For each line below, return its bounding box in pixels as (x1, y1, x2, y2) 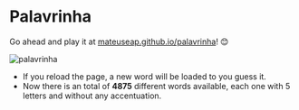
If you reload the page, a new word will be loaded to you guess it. (22, 70, 267, 82)
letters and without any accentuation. (22, 90, 162, 101)
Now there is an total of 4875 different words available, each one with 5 (22, 80, 291, 91)
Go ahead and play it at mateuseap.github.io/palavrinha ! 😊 (9, 36, 229, 47)
